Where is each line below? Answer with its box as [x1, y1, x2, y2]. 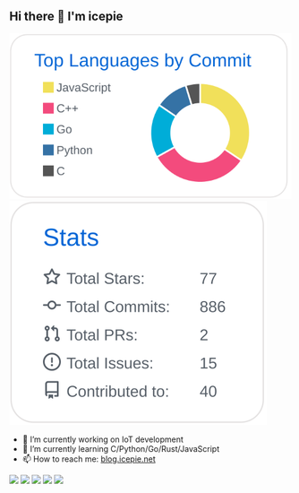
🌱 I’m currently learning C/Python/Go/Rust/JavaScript [21, 444, 220, 454]
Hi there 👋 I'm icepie [9, 9, 124, 24]
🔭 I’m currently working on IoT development [21, 434, 184, 445]
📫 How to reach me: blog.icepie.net [21, 454, 157, 464]
